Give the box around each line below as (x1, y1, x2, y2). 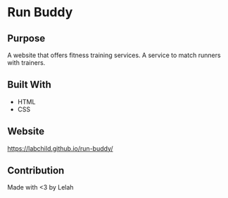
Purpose (7, 32, 46, 44)
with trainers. (7, 58, 46, 67)
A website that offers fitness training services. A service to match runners (7, 51, 221, 59)
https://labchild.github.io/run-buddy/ (7, 144, 114, 152)
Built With (7, 79, 51, 91)
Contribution (7, 165, 65, 177)
